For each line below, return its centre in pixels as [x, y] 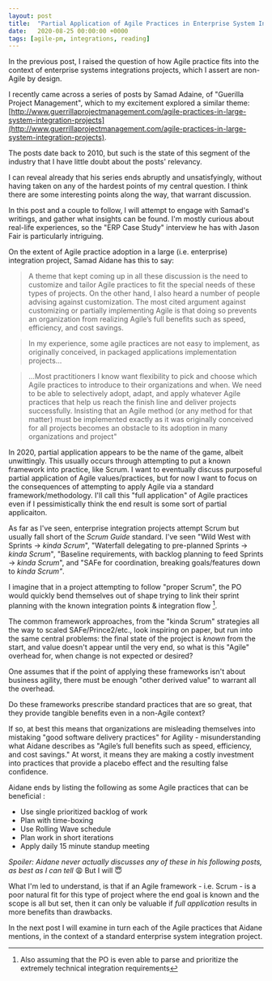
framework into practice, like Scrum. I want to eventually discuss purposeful [135, 470]
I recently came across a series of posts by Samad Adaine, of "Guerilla [126, 95]
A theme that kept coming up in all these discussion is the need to [138, 276]
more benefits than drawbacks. [61, 911]
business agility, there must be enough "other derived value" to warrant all [132, 680]
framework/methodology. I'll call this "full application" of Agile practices [128, 496]
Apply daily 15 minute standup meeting [85, 846]
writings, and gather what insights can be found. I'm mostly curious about [131, 219]
